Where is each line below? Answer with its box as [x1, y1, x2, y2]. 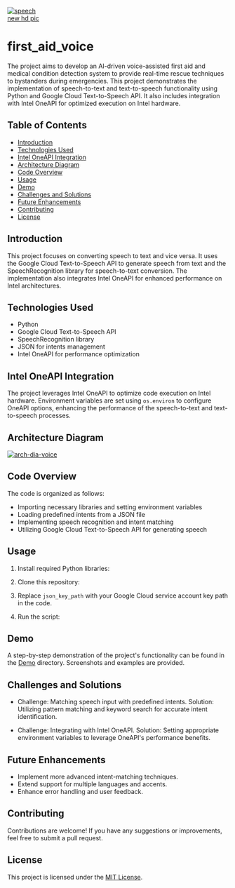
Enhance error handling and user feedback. [17, 788, 144, 796]
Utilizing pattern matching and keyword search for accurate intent [17, 705, 208, 713]
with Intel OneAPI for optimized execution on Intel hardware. [7, 99, 181, 107]
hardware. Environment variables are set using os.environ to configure [7, 396, 212, 405]
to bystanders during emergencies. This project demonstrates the [7, 76, 198, 85]
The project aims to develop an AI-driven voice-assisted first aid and [7, 62, 206, 70]
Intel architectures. [7, 281, 62, 290]
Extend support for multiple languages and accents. [17, 780, 168, 788]
